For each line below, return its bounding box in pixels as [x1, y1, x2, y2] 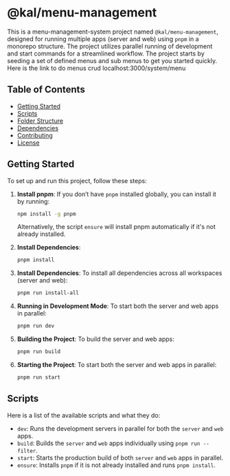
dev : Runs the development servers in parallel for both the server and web [16, 424, 224, 433]
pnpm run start [16, 374, 61, 381]
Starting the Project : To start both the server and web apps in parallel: [16, 360, 217, 368]
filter [16, 447, 36, 454]
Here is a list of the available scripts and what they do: [7, 411, 161, 419]
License [16, 139, 40, 147]
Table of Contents [7, 84, 86, 95]
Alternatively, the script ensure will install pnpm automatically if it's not [16, 223, 216, 231]
